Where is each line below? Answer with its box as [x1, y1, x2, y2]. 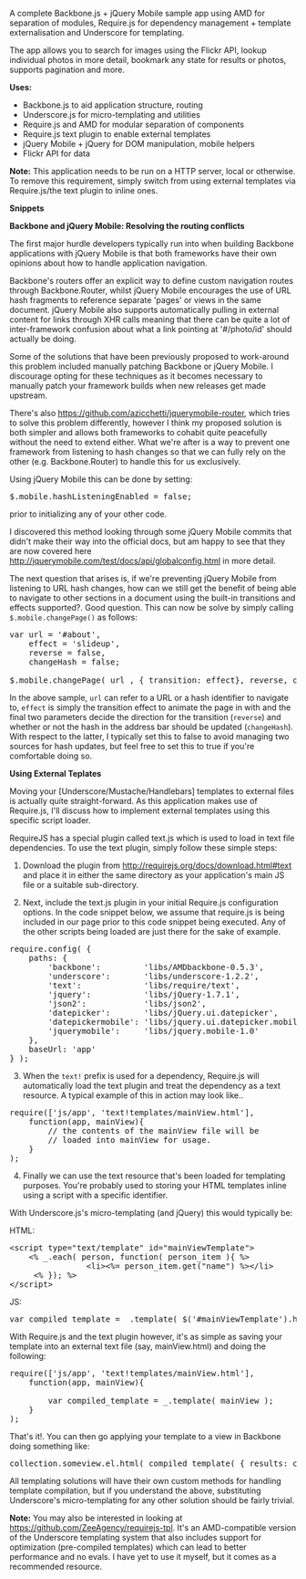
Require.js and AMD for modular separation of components [22, 119, 244, 130]
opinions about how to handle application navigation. [9, 257, 208, 268]
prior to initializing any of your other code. [9, 508, 167, 519]
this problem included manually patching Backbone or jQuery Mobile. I [9, 361, 273, 371]
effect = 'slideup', [28, 639, 120, 649]
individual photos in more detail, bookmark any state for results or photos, [9, 55, 287, 65]
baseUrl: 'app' [28, 1044, 97, 1054]
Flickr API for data [22, 148, 91, 159]
